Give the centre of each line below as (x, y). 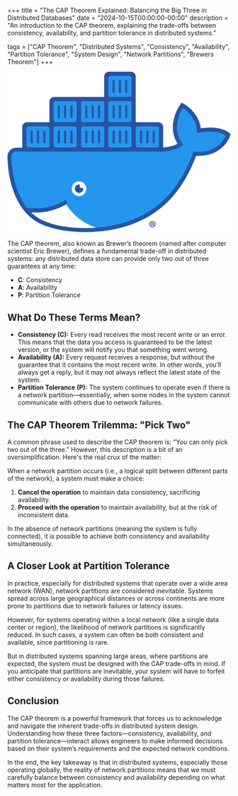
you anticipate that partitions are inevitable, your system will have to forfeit (116, 671)
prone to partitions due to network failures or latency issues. (95, 606)
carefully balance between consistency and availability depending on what (116, 777)
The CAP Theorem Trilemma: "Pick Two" (99, 425)
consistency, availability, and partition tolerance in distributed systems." (112, 33)
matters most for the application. (55, 785)
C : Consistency (40, 280)
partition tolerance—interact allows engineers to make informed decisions (115, 741)
